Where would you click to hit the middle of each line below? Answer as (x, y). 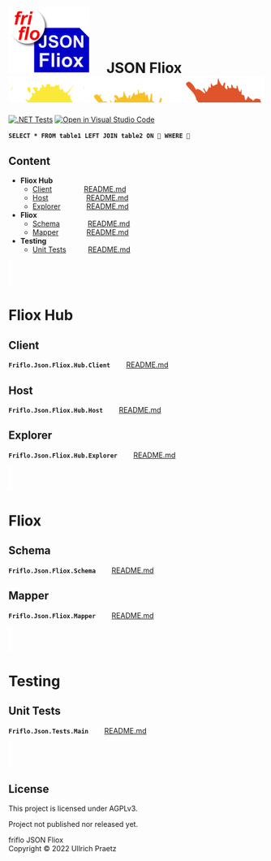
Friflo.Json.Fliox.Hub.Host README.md (85, 409)
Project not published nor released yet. (73, 824)
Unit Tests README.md (81, 249)
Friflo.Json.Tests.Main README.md (78, 730)
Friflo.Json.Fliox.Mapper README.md (81, 615)
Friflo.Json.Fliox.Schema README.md (81, 570)
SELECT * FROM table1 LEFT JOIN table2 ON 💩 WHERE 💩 (99, 136)
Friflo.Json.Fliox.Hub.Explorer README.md (92, 455)
